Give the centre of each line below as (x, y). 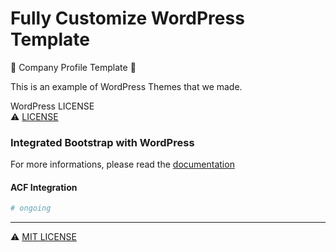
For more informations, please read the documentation (122, 164)
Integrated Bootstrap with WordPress (102, 142)
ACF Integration (44, 187)
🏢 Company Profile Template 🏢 (73, 67)
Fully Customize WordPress (127, 18)
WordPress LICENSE (52, 106)
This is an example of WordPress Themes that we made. (126, 86)
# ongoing (31, 208)
